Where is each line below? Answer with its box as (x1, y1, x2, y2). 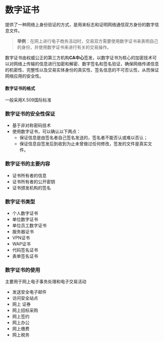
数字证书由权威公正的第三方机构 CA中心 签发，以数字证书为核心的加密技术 (5, 54, 153, 60)
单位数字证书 (12, 217, 38, 222)
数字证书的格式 (5, 85, 35, 91)
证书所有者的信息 (12, 172, 47, 178)
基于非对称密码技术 (12, 122, 51, 128)
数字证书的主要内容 (5, 160, 50, 167)
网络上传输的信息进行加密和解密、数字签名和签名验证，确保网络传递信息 (13, 61, 159, 67)
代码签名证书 (12, 247, 38, 253)
